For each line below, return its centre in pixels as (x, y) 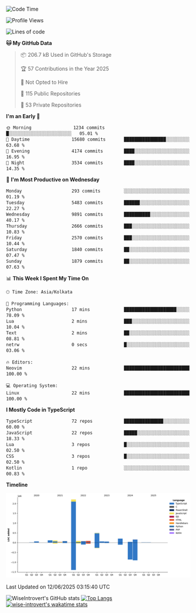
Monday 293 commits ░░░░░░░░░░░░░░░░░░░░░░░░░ (98, 191)
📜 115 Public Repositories (50, 93)
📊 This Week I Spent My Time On (47, 278)
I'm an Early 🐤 (23, 116)
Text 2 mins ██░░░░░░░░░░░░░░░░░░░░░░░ (98, 333)
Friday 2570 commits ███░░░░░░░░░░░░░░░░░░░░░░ (98, 238)
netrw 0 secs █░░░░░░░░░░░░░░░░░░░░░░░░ (98, 345)
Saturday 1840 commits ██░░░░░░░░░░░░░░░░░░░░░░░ (98, 249)
